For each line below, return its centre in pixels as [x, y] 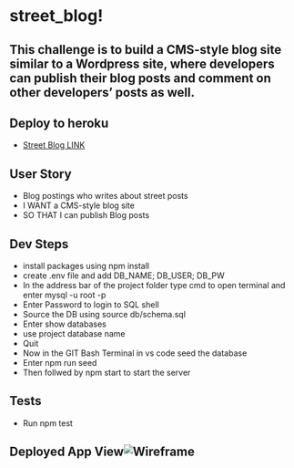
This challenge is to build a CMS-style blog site [146, 50]
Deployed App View [67, 452]
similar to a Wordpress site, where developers [142, 63]
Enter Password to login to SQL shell [91, 305]
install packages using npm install [86, 266]
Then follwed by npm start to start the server [106, 373]
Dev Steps [39, 244]
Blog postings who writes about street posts [105, 196]
